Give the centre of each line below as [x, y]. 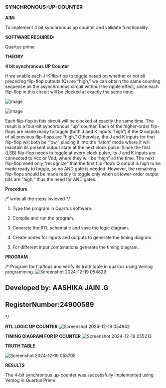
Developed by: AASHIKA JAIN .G [57, 288]
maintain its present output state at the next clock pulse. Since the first [78, 147]
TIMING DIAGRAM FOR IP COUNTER [43, 336]
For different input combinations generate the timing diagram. [76, 247]
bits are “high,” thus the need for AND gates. [51, 179]
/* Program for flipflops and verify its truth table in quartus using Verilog [79, 266]
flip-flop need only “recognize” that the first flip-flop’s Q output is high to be [83, 163]
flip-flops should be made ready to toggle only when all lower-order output [82, 174]
